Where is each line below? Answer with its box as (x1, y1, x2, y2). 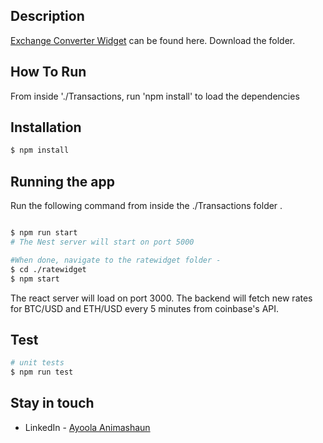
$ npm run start (10, 228, 78, 238)
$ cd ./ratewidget (10, 264, 87, 274)
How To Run (10, 64, 87, 81)
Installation (10, 119, 82, 136)
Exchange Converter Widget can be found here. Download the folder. (10, 34, 296, 46)
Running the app (10, 173, 115, 190)
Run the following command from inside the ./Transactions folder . (10, 200, 283, 212)
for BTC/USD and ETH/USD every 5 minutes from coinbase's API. (10, 302, 280, 314)
